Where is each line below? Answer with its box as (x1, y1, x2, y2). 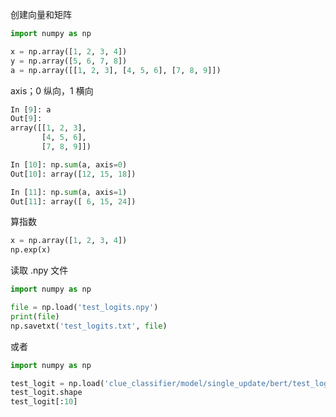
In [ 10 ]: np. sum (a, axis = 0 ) (10, 159, 128, 170)
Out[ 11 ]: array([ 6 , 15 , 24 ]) (10, 196, 137, 207)
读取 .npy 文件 (10, 264, 69, 277)
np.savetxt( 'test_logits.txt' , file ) (10, 321, 168, 331)
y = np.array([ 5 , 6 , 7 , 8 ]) (10, 56, 128, 66)
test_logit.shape (10, 388, 83, 398)
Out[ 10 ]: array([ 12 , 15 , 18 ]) (10, 169, 137, 179)
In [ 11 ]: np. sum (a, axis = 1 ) (10, 187, 128, 197)
